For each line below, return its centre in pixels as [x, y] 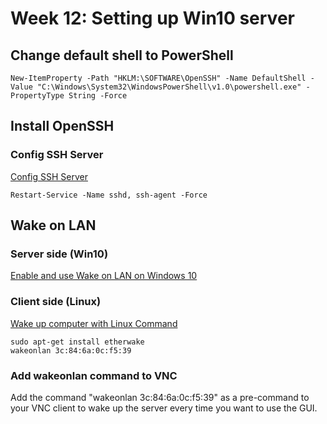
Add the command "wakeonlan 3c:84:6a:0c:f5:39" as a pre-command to [160, 397]
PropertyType [37, 96]
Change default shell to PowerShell [122, 55]
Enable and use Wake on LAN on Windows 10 [104, 276]
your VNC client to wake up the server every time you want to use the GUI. [164, 408]
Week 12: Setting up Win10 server [152, 18]
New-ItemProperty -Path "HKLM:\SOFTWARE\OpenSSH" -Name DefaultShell [158, 78]
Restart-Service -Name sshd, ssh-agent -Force [109, 195]
